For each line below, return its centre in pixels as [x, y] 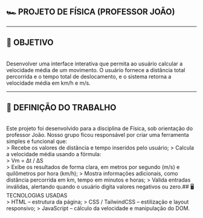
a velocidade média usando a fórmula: [54, 154]
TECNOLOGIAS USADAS [37, 196]
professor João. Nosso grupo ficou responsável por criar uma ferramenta [98, 135]
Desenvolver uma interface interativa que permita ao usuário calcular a [95, 64]
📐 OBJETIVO [30, 43]
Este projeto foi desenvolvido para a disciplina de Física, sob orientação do [100, 128]
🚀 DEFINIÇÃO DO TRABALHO [61, 107]
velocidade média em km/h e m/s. [48, 83]
